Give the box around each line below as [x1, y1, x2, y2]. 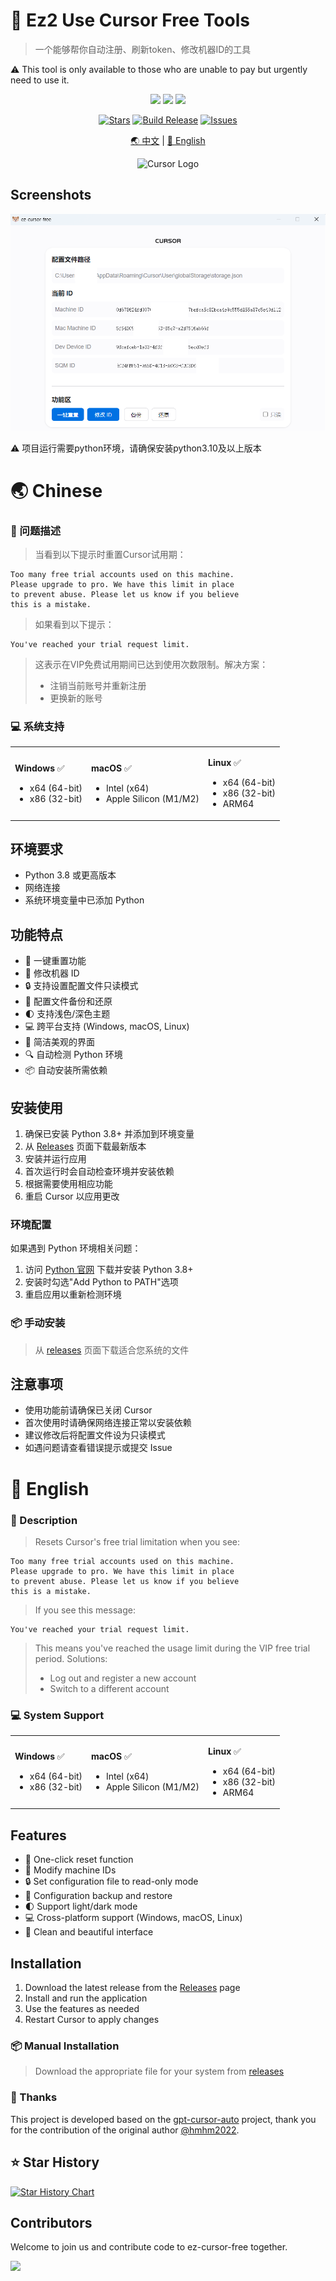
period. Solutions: [34, 1652, 108, 1664]
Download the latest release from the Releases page [24, 1982, 241, 1994]
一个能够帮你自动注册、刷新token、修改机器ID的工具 [34, 43, 252, 55]
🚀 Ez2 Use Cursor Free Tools [10, 9, 250, 32]
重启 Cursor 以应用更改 [24, 1190, 120, 1203]
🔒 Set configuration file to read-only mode [24, 1875, 199, 1888]
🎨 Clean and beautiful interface [24, 1926, 154, 1938]
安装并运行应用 [24, 1153, 87, 1165]
